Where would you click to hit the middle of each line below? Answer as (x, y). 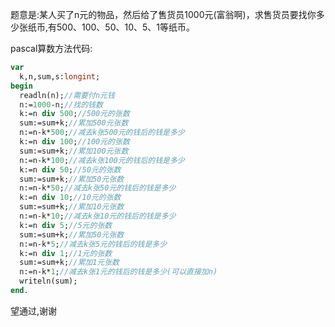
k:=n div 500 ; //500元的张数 (74, 114)
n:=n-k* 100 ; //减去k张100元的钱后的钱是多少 (102, 160)
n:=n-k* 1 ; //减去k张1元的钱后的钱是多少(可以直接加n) (118, 272)
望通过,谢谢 (34, 310)
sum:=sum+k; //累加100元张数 (74, 151)
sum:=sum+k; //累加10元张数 (72, 207)
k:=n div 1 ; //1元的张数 (66, 253)
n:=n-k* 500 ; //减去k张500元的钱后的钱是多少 (102, 133)
